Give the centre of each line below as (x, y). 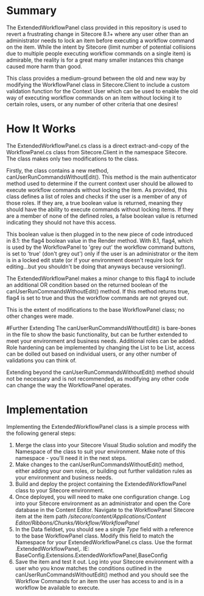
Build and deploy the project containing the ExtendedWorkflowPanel (101, 484)
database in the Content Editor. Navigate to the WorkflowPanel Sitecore (105, 509)
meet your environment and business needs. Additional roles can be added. (101, 341)
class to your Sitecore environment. (60, 490)
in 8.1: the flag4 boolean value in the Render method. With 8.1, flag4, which (100, 240)
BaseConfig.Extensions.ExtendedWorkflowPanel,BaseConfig (91, 555)
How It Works (41, 129)
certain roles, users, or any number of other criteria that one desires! (92, 104)
